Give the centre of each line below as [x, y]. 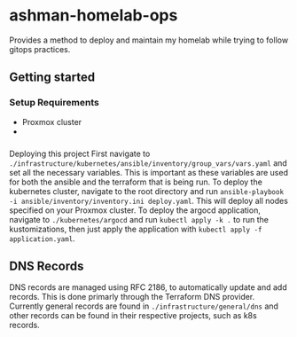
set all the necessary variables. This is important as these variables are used [148, 172]
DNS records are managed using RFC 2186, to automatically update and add [148, 287]
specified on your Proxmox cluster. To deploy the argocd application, [135, 210]
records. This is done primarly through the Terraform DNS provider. [132, 297]
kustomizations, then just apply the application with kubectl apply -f [136, 229]
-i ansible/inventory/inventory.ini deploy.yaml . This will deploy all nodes [148, 200]
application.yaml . [42, 238]
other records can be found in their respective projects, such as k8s [133, 316]
